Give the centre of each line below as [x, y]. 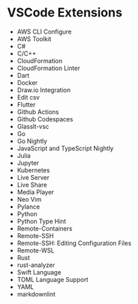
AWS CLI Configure [44, 32]
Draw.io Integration [44, 90]
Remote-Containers [45, 229]
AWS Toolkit [34, 38]
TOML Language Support [53, 279]
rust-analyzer [36, 265]
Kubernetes [33, 170]
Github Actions [38, 112]
